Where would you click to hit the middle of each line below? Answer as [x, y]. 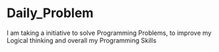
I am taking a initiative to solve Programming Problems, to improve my [109, 33]
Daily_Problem [50, 13]
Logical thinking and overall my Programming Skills [82, 40]
